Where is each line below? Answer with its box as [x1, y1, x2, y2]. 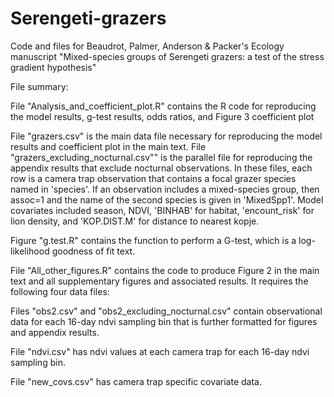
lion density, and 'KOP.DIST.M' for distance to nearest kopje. [10, 215, 260, 227]
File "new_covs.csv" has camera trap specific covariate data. [10, 375, 262, 387]
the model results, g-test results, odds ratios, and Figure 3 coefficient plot [10, 110, 315, 122]
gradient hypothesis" [10, 61, 97, 73]
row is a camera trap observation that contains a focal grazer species [10, 172, 297, 184]
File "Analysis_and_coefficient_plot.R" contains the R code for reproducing [10, 100, 317, 112]
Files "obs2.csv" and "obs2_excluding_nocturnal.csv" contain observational [10, 305, 323, 317]
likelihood [10, 245, 50, 257]
